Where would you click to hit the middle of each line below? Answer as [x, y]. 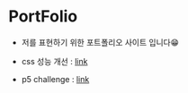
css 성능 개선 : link [54, 61]
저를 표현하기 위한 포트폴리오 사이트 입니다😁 [100, 42]
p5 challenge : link [55, 79]
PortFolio [43, 17]
